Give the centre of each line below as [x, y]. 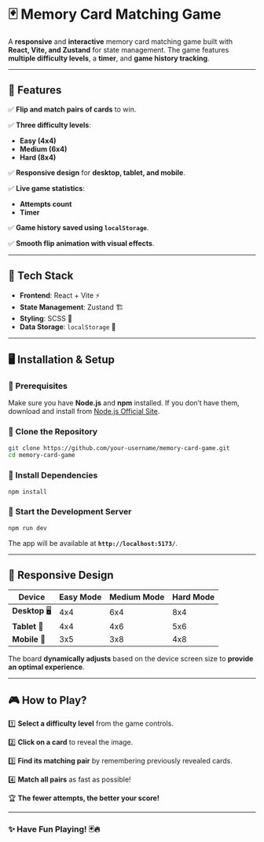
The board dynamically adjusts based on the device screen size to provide [131, 659]
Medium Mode [137, 597]
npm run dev [27, 528]
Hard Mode [193, 597]
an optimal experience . [46, 667]
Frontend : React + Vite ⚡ [60, 295]
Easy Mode [80, 597]
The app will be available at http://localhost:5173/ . [93, 543]
